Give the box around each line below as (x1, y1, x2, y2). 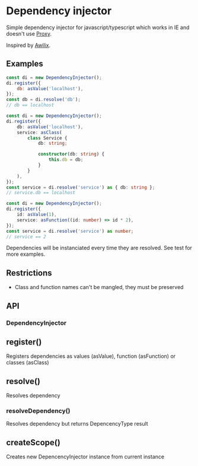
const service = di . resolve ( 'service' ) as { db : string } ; (6, 184, 155, 191)
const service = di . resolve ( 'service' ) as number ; (6, 228, 134, 234)
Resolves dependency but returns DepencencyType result (6, 420, 148, 427)
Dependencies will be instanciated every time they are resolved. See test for (6, 245, 193, 252)
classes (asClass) (6, 359, 49, 366)
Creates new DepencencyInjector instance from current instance (6, 453, 165, 461)
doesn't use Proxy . (6, 30, 52, 37)
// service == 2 (6, 233, 46, 240)
